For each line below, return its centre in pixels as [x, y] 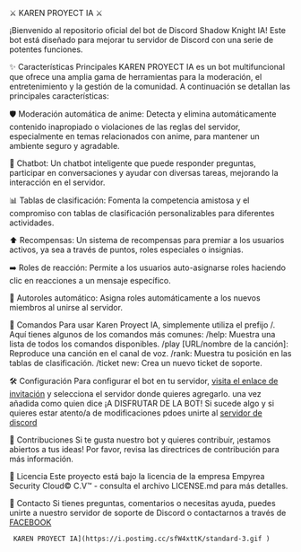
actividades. [32, 223]
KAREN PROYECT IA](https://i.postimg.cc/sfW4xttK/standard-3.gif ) [142, 539]
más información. [41, 459]
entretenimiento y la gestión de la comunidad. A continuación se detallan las [150, 86]
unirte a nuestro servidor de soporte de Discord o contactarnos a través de [148, 513]
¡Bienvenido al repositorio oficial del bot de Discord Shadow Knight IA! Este [148, 30]
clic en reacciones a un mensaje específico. [90, 280]
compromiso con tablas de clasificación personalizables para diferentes [142, 213]
